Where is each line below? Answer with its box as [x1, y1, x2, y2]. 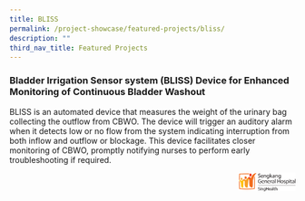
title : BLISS [9, 14, 59, 24]
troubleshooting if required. [9, 154, 112, 165]
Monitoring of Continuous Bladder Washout [9, 86, 206, 99]
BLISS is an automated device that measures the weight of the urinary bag [9, 106, 288, 117]
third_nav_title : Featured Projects [9, 43, 148, 53]
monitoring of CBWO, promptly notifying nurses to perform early [9, 145, 251, 156]
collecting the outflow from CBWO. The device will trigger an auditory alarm [9, 116, 293, 127]
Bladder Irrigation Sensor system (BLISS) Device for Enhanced [9, 74, 290, 87]
